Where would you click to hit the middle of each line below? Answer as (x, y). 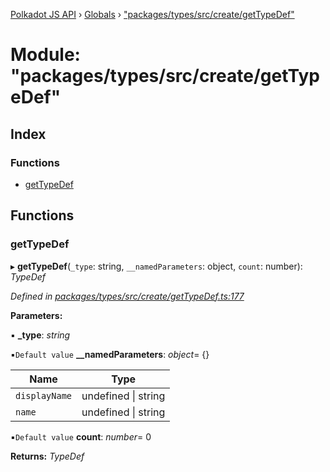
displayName (44, 395)
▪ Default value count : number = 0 (81, 436)
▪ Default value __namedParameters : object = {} (110, 354)
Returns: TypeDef (47, 456)
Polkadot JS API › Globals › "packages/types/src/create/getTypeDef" (152, 14)
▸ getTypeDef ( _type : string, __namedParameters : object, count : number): (156, 266)
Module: (45, 55)
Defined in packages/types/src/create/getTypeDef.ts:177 (127, 296)
